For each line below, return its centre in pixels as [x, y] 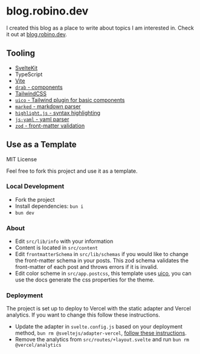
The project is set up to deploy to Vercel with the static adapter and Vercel [99, 309]
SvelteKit [26, 68]
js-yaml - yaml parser [42, 119]
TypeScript [29, 74]
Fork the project [35, 199]
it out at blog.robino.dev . [37, 34]
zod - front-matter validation [50, 126]
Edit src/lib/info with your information [64, 241]
